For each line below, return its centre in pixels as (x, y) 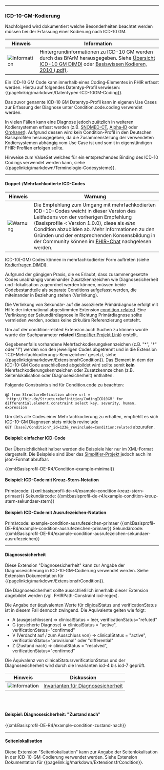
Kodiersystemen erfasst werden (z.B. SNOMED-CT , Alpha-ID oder (72, 127)
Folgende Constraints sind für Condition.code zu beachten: (65, 385)
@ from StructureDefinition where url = (48, 394)
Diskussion (83, 678)
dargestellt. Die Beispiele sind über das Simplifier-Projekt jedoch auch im (78, 454)
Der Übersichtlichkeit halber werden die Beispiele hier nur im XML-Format (79, 449)
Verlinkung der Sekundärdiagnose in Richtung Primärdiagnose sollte (74, 315)
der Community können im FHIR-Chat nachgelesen (93, 241)
